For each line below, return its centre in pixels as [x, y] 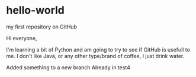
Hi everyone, [22, 38]
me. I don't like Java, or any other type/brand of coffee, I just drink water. [95, 56]
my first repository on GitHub [41, 27]
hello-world [36, 10]
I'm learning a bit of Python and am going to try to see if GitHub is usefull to [98, 49]
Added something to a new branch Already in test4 [68, 67]
